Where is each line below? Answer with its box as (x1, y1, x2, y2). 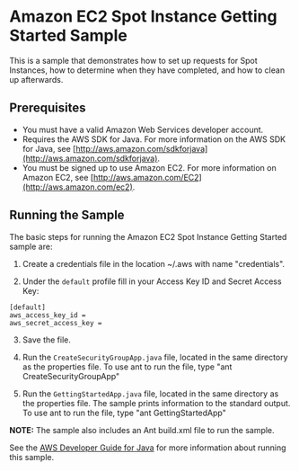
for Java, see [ (22, 143, 76, 154)
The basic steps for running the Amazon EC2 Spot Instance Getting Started (9, 231, 287, 242)
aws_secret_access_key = (9, 318, 102, 327)
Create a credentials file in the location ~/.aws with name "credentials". (22, 258, 286, 269)
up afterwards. (9, 74, 64, 84)
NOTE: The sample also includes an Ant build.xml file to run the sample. (9, 424, 276, 435)
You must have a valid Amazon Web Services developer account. (22, 124, 264, 135)
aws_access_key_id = (9, 310, 87, 320)
